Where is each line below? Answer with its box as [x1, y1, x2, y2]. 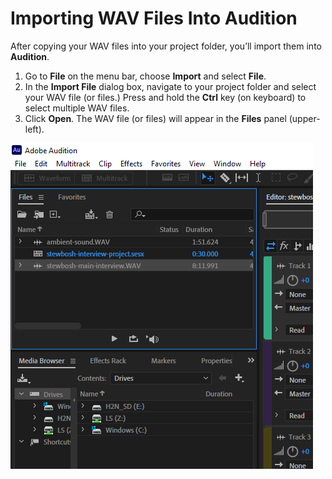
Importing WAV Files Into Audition [10, 7, 298, 30]
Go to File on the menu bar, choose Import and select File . [24, 70, 267, 82]
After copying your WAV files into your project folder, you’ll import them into [10, 40, 322, 52]
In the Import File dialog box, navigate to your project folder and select [24, 80, 317, 92]
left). [24, 123, 45, 135]
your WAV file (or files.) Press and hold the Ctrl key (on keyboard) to [24, 91, 307, 103]
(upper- [288, 112, 321, 124]
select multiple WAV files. [24, 102, 130, 114]
